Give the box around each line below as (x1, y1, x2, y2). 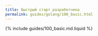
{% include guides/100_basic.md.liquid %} (5, 25, 93, 31)
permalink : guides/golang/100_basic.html (5, 12, 93, 17)
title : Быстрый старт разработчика (5, 7, 80, 12)
